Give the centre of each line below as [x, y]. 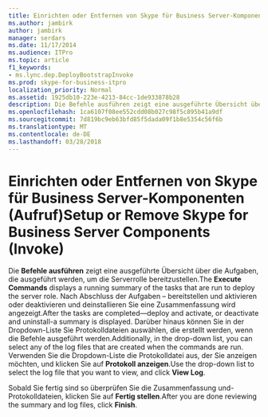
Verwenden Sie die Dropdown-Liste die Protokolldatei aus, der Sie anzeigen [133, 356]
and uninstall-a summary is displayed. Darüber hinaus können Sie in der [126, 322]
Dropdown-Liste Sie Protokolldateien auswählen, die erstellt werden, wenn [131, 330]
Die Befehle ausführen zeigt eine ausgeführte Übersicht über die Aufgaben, [134, 271]
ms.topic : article [39, 61]
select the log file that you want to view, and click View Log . [107, 372]
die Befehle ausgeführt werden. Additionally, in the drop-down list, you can [130, 339]
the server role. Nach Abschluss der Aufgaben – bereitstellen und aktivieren [133, 297]
